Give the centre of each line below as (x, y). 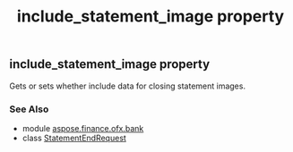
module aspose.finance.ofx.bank (83, 128)
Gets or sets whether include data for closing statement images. (128, 86)
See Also (29, 109)
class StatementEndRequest (74, 138)
